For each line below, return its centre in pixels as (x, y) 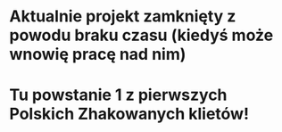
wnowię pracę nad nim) (98, 54)
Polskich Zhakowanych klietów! (129, 114)
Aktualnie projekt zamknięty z (123, 16)
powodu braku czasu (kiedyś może (141, 35)
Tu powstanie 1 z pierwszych (118, 95)
